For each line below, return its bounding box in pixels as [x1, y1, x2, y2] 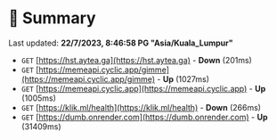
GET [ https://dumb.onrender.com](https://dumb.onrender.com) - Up [20, 111, 268, 122]
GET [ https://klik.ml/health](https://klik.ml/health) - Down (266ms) [20, 102, 262, 112]
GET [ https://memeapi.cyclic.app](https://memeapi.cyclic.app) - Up [20, 83, 266, 94]
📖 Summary [8, 8, 96, 29]
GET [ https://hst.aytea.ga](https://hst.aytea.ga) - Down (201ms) [20, 54, 253, 65]
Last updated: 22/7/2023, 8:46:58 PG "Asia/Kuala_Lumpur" [8, 37, 233, 48]
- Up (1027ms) [157, 73, 210, 84]
